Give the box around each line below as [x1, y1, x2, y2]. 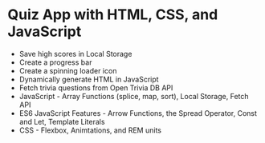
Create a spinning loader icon [18, 66, 117, 75]
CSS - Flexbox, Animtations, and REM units [18, 125, 162, 135]
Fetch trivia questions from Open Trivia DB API [18, 82, 173, 93]
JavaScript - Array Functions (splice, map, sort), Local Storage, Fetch [18, 91, 250, 101]
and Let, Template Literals [18, 117, 105, 126]
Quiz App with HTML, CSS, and [7, 6, 218, 24]
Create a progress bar [18, 58, 92, 67]
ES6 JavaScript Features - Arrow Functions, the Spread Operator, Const [18, 108, 258, 117]
